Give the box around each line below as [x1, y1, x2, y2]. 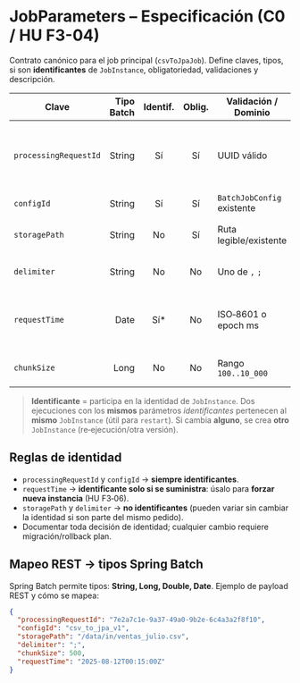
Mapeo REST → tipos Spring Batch [9, 557, 204, 572]
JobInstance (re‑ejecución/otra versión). [30, 424, 179, 434]
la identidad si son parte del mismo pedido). [21, 511, 184, 522]
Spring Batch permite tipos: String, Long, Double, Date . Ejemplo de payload [9, 580, 288, 591]
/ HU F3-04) [9, 25, 100, 46]
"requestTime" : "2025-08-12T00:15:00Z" [17, 657, 166, 666]
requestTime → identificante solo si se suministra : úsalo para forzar [21, 483, 275, 493]
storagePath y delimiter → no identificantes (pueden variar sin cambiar [21, 502, 288, 513]
